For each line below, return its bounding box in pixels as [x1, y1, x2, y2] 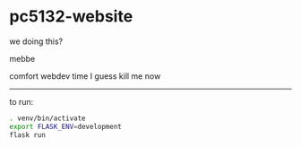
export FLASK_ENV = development [9, 122, 123, 131]
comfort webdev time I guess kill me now [9, 70, 161, 82]
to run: [9, 96, 34, 107]
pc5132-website [9, 6, 133, 27]
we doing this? [9, 36, 64, 47]
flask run [9, 130, 47, 140]
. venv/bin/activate [9, 114, 87, 123]
